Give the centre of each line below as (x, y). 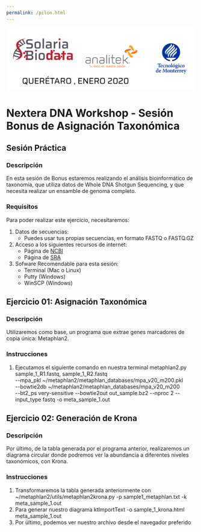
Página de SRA (42, 257)
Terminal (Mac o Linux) (52, 270)
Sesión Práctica (36, 148)
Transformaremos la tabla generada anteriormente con (83, 490)
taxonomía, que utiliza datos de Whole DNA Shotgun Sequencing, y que (95, 185)
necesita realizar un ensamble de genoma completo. (71, 191)
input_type (28, 399)
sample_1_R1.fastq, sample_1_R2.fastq (61, 373)
